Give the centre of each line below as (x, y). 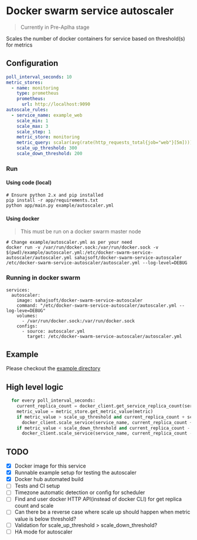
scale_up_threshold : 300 (47, 148)
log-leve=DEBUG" (26, 310)
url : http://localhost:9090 (56, 104)
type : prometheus (38, 93)
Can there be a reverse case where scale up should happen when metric (102, 512)
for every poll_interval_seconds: (53, 401)
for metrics (19, 45)
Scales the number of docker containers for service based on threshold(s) (96, 38)
